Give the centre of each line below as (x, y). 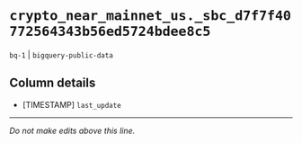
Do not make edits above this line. (72, 130)
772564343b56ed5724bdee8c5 (110, 32)
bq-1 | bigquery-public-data (62, 54)
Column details (53, 83)
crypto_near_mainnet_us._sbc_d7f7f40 (151, 16)
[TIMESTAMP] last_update (71, 104)
